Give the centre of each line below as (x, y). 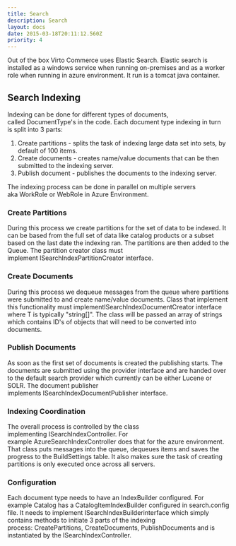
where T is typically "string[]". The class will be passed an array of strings (115, 314)
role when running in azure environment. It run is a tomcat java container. (114, 76)
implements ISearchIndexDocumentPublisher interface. (88, 393)
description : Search (38, 20)
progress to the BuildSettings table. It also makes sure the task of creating (115, 457)
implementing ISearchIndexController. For (68, 434)
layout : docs (26, 27)
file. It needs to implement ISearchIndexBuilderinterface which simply (108, 513)
